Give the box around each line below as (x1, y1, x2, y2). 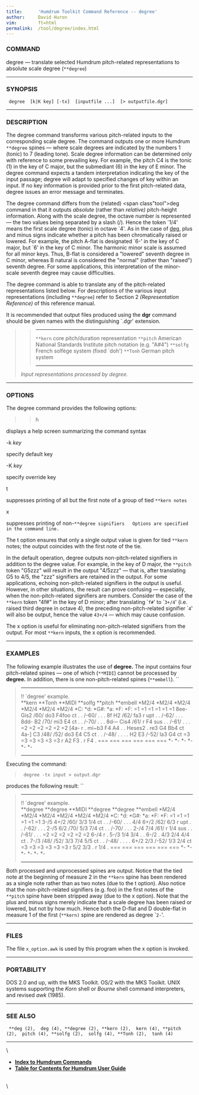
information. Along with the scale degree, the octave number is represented (6, 212, 191, 220)
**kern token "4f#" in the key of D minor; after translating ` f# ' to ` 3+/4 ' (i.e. (6, 599, 188, 606)
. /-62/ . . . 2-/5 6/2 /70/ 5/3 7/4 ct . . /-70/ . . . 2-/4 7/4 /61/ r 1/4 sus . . (20, 825, 192, 832)
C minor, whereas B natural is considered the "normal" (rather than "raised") (6, 257, 192, 264)
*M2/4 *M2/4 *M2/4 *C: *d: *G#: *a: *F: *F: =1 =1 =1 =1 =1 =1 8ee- (20, 705, 188, 712)
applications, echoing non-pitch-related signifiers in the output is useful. (6, 580, 182, 587)
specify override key (6, 474, 56, 481)
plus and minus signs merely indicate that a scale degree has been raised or (6, 898, 192, 905)
